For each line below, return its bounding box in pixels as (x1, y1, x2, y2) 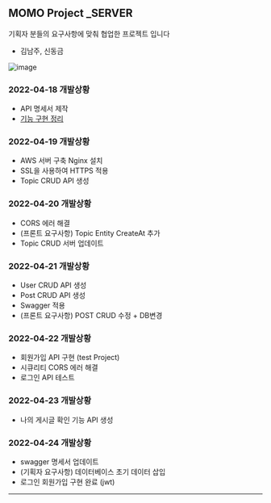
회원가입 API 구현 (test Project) (19, 353, 120, 363)
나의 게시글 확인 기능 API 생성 (19, 415, 114, 425)
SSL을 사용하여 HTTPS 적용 (19, 166, 109, 176)
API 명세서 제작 (19, 104, 69, 114)
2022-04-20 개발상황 (8, 198, 92, 209)
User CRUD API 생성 (19, 280, 87, 290)
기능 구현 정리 (19, 114, 64, 124)
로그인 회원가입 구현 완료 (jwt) (19, 476, 115, 487)
